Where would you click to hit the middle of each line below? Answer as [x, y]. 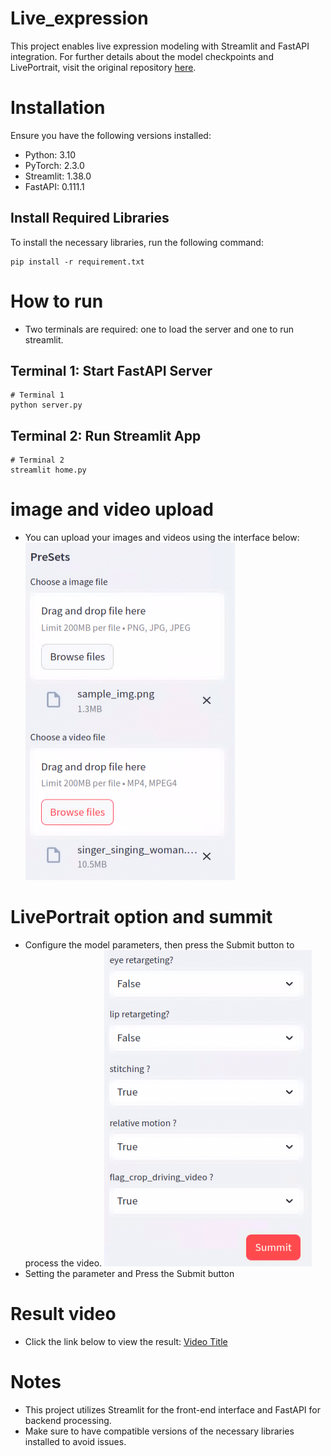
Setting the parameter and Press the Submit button [129, 1274]
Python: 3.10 [50, 154]
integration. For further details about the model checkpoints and [142, 56]
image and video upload [112, 509]
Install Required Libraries [90, 218]
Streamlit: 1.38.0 [58, 176]
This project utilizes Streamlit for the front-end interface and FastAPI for [172, 1410]
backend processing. [68, 1420]
